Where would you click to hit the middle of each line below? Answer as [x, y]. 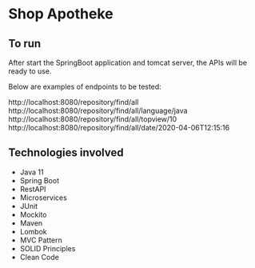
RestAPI [33, 189]
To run [25, 44]
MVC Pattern [41, 240]
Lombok [34, 231]
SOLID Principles [48, 248]
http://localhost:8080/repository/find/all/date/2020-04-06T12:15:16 [119, 128]
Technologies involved [66, 153]
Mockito [33, 214]
